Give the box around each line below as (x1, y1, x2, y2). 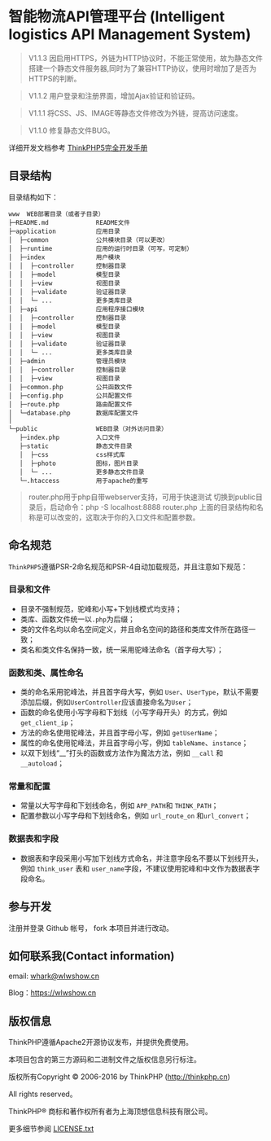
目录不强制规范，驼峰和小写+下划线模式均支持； (20, 603, 183, 613)
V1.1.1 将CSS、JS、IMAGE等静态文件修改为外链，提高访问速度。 (28, 108, 243, 118)
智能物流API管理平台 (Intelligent (8, 7, 225, 26)
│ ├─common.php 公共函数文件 (8, 383, 133, 391)
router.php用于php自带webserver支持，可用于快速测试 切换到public (28, 492, 256, 502)
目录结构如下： (8, 192, 59, 202)
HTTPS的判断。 (28, 73, 81, 83)
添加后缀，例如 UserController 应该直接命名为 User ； (20, 697, 194, 707)
